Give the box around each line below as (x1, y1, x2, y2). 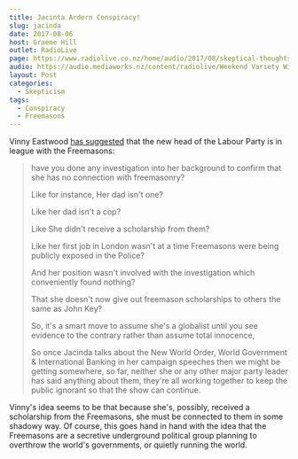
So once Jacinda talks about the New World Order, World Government (30, 347, 288, 358)
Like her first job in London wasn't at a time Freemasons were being (30, 241, 279, 252)
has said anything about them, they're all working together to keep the (30, 376, 288, 386)
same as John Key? (30, 303, 103, 315)
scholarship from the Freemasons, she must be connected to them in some (9, 411, 284, 422)
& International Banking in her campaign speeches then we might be (30, 356, 281, 368)
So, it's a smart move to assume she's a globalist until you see (30, 321, 259, 331)
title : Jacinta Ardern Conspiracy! (9, 12, 141, 22)
